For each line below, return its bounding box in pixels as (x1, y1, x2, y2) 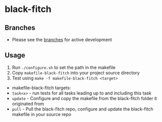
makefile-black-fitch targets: (12, 84, 71, 90)
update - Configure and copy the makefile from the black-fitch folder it (12, 95, 157, 101)
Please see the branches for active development (12, 36, 112, 42)
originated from (12, 100, 45, 106)
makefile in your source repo (12, 111, 71, 117)
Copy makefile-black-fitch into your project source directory (12, 69, 140, 75)
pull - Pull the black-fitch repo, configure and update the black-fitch (12, 106, 153, 112)
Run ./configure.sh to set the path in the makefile (12, 64, 116, 70)
